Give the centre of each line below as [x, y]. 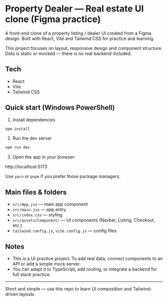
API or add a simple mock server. [46, 263]
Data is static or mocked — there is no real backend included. [68, 53]
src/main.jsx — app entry [39, 209]
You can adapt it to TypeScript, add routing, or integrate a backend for [85, 269]
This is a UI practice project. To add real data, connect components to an [87, 258]
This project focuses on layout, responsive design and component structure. [84, 48]
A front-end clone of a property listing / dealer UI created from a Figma [78, 33]
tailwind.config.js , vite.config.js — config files [64, 231]
